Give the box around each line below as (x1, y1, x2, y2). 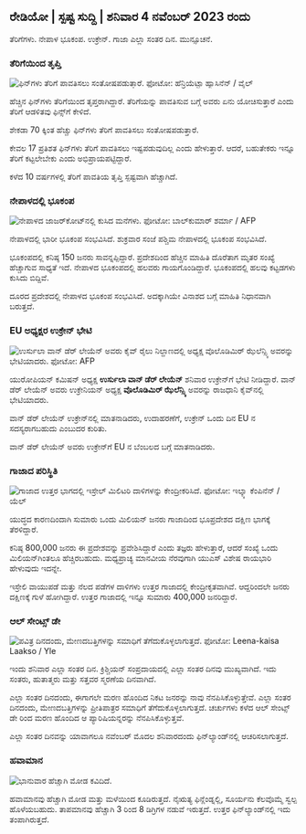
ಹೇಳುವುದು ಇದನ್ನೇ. (9, 563, 62, 574)
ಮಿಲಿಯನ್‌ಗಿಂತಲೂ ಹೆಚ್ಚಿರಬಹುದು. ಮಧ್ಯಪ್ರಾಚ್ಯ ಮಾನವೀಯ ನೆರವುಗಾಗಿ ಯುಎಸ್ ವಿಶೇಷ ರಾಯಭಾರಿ (9, 553, 272, 563)
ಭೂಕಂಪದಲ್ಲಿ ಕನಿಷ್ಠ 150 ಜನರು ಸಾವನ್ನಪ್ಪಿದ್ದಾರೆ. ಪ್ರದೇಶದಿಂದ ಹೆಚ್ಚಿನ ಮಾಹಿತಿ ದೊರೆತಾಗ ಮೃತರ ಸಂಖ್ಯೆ (9, 252, 276, 263)
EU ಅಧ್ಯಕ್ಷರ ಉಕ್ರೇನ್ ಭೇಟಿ (9, 324, 93, 337)
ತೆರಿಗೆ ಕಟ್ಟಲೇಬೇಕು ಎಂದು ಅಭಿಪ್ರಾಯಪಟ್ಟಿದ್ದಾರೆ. (9, 153, 132, 164)
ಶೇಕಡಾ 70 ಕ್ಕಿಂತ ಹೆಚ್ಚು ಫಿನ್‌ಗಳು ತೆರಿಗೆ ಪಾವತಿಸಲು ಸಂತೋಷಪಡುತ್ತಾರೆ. (9, 124, 199, 135)
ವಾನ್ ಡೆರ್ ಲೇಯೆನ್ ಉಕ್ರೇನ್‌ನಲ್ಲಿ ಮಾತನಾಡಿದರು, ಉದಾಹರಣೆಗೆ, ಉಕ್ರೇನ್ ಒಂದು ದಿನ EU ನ (9, 412, 256, 423)
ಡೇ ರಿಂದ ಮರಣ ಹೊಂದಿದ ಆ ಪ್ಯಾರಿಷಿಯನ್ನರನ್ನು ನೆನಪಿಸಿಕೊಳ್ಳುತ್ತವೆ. (9, 713, 185, 723)
